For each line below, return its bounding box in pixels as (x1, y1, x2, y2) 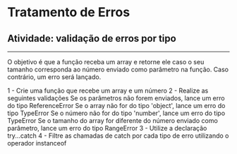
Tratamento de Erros (7, 4, 130, 20)
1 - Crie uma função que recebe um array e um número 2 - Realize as (7, 86, 209, 95)
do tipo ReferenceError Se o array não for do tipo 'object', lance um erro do (7, 102, 226, 109)
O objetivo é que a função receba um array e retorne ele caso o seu (7, 58, 205, 66)
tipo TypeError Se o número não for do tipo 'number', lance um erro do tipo (7, 109, 226, 117)
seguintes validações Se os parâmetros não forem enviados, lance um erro (7, 94, 225, 102)
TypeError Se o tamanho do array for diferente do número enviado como (7, 117, 219, 124)
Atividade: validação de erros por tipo (7, 32, 176, 45)
